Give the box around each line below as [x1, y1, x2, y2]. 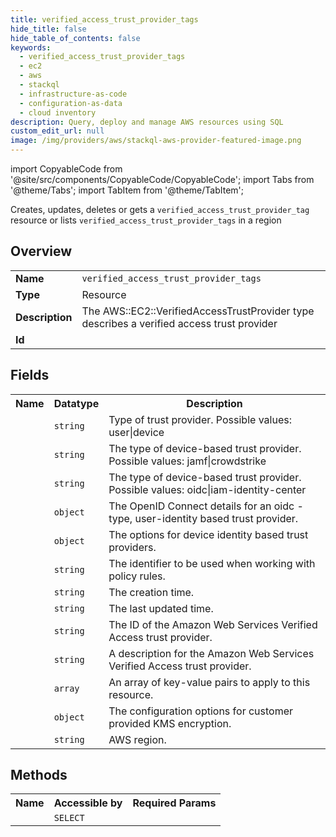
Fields [10, 367, 50, 384]
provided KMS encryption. [108, 716, 232, 730]
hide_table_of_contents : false [10, 33, 141, 43]
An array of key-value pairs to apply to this [108, 675, 311, 689]
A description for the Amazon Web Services [108, 646, 315, 660]
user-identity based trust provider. [134, 511, 299, 525]
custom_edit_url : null [10, 126, 105, 136]
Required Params [132, 796, 217, 810]
